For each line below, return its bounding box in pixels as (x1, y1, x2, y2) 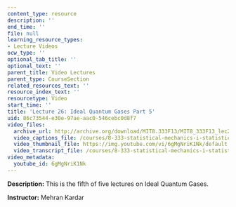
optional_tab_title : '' (7, 56, 77, 63)
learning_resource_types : (7, 36, 83, 44)
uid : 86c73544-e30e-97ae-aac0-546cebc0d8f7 (7, 114, 137, 121)
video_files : (7, 121, 46, 128)
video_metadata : (7, 154, 55, 161)
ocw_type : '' (7, 50, 46, 57)
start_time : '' (7, 102, 52, 109)
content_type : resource (7, 10, 77, 18)
